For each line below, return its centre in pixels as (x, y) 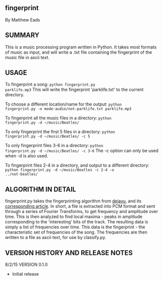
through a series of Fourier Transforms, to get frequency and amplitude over (81, 212)
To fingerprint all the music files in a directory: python (58, 118)
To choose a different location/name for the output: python (63, 104)
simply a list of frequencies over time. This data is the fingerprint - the (75, 227)
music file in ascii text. (27, 57)
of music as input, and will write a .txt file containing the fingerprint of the (79, 52)
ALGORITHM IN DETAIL (41, 189)
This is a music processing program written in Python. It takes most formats (81, 47)
